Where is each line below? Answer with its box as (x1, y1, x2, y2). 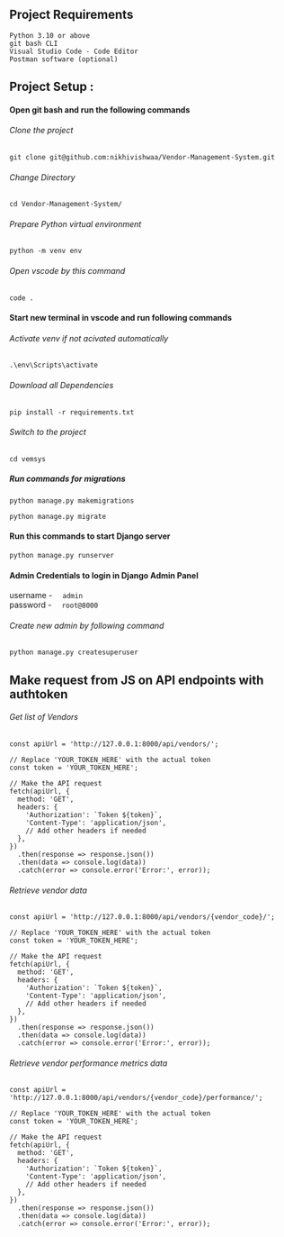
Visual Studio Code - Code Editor (9, 47, 139, 56)
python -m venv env (9, 247, 83, 256)
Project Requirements (9, 7, 134, 23)
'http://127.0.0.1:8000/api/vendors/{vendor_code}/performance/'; (9, 1094, 263, 1103)
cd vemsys (9, 454, 47, 463)
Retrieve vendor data (9, 885, 87, 896)
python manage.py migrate (9, 512, 106, 521)
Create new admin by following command (9, 620, 164, 631)
